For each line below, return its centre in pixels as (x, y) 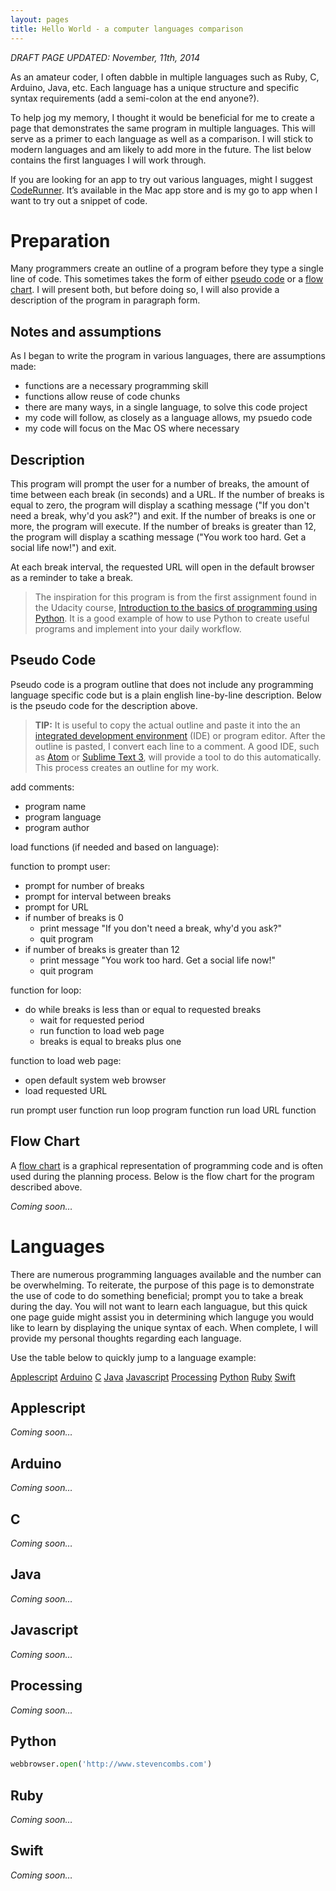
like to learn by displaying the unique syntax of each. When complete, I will (164, 1327)
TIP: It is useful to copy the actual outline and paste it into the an (167, 725)
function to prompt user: (60, 866)
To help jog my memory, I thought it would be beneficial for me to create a (162, 117)
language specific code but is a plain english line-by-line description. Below (166, 695)
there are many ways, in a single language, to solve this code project (166, 407)
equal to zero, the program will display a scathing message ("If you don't (160, 505)
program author (57, 827)
